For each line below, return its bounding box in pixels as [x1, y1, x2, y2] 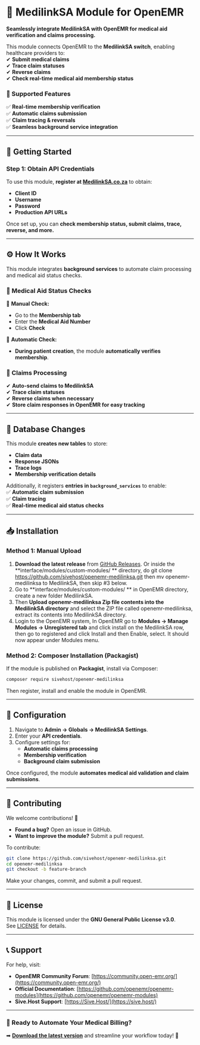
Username [14, 196, 42, 203]
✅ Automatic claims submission [6, 110, 87, 117]
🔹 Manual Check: [6, 300, 49, 307]
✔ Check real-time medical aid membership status [6, 75, 134, 82]
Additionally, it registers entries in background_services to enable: [6, 482, 167, 489]
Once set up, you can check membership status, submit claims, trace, [6, 220, 182, 227]
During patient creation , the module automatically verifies [14, 347, 161, 355]
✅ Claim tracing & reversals [6, 116, 76, 124]
